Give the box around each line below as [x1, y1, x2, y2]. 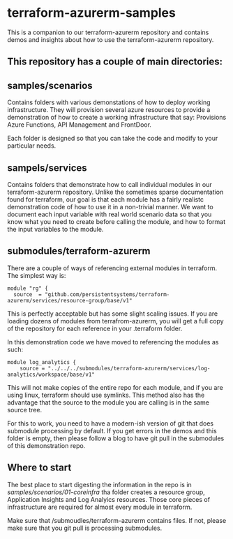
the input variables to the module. [7, 225, 104, 233]
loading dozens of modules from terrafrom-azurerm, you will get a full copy [7, 316, 225, 325]
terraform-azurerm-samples [7, 5, 176, 21]
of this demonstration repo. [7, 441, 86, 449]
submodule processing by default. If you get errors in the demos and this [7, 426, 218, 435]
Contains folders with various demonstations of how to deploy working [7, 98, 211, 106]
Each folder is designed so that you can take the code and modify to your [7, 134, 218, 143]
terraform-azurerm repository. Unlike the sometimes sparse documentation [7, 188, 224, 196]
